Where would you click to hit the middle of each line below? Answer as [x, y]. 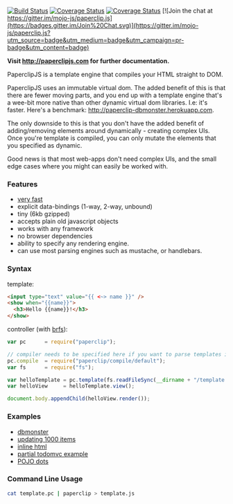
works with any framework [55, 229]
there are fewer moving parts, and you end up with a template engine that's [115, 95]
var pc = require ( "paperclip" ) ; [62, 342]
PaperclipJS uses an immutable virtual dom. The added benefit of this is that [116, 88]
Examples [24, 417]
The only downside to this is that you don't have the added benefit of [106, 123]
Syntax [19, 269]
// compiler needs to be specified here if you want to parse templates [114, 354]
